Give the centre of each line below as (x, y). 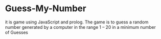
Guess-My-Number (46, 9)
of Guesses (17, 32)
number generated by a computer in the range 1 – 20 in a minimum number (80, 27)
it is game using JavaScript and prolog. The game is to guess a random (77, 22)
